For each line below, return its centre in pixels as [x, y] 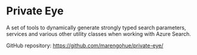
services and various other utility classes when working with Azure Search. [98, 33]
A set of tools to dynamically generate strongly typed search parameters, [96, 27]
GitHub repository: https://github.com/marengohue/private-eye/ [85, 45]
